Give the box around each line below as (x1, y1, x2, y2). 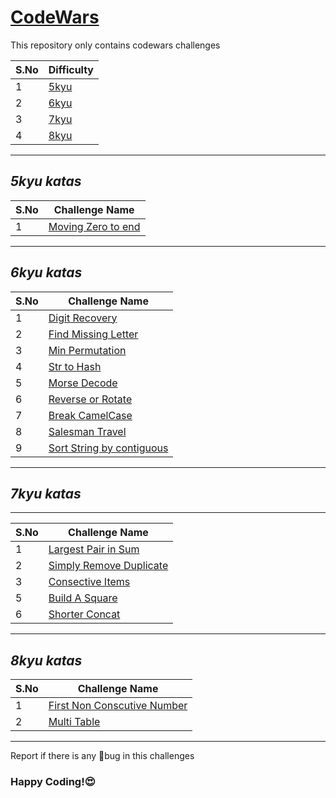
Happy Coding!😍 (10, 775, 96, 789)
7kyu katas (10, 485, 82, 502)
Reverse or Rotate (48, 392, 133, 406)
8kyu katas (10, 652, 83, 669)
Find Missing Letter (48, 327, 139, 341)
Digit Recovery (48, 311, 118, 325)
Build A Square (48, 591, 118, 605)
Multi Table (48, 715, 101, 729)
